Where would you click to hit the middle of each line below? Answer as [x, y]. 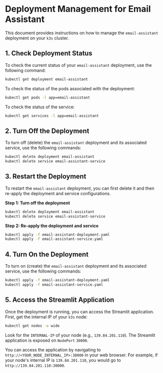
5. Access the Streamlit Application [60, 300]
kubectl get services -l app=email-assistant [52, 116]
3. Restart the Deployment [46, 177]
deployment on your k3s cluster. [37, 38]
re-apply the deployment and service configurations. [58, 193]
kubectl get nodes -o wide [32, 326]
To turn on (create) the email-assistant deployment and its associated [76, 266]
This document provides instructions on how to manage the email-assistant [82, 33]
